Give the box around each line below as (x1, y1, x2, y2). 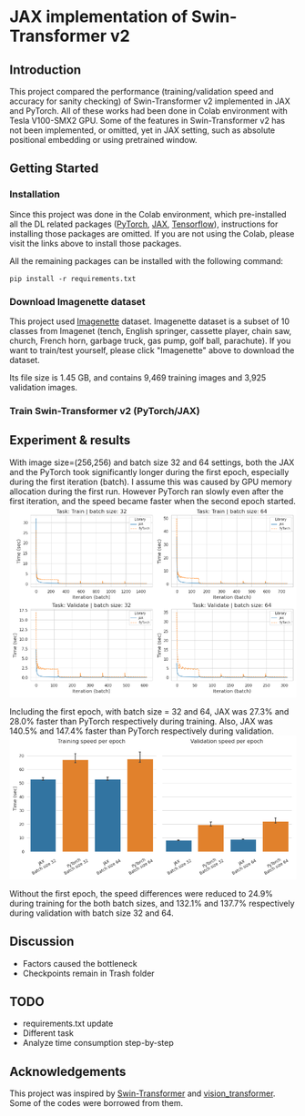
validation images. (9, 381, 78, 392)
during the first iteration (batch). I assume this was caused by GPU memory (9, 476, 293, 487)
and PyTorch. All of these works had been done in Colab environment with (9, 106, 289, 116)
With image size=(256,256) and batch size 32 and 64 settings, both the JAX (9, 457, 295, 468)
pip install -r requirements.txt (9, 274, 137, 283)
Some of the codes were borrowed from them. (9, 1098, 184, 1109)
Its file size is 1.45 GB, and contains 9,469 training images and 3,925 (9, 371, 267, 383)
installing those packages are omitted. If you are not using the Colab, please (9, 228, 295, 238)
